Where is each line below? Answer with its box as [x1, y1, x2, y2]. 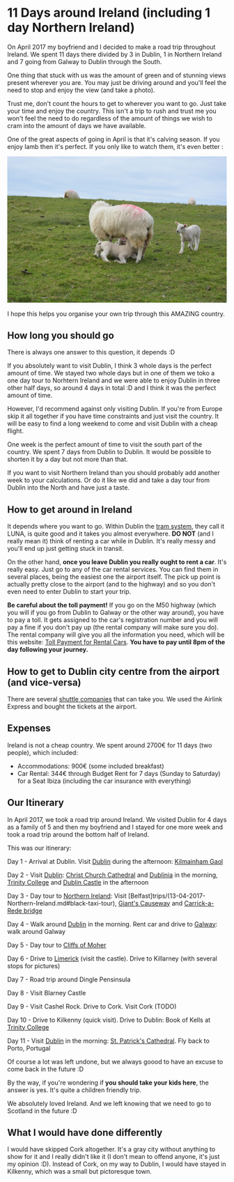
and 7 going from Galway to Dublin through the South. [7, 57, 162, 65]
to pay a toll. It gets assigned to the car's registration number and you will [7, 616, 218, 624]
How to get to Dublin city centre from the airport [7, 665, 220, 677]
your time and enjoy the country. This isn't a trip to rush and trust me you [7, 107, 217, 115]
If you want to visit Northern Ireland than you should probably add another [7, 469, 221, 477]
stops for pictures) [7, 961, 61, 970]
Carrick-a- [184, 899, 214, 907]
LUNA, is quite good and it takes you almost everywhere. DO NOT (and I [7, 529, 214, 538]
